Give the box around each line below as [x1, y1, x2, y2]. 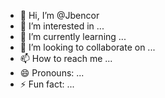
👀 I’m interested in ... [19, 20, 105, 32]
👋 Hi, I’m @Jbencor [19, 10, 100, 21]
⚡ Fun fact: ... [19, 78, 75, 90]
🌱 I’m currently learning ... [19, 31, 127, 42]
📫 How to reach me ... [19, 53, 113, 64]
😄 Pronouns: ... [19, 67, 85, 79]
